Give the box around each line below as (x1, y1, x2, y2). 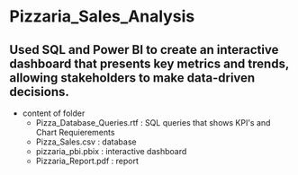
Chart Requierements (35, 127, 115, 137)
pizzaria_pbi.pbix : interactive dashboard (35, 146, 187, 156)
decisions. (9, 83, 69, 100)
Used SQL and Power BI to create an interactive (9, 42, 279, 57)
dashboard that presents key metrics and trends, (9, 56, 290, 71)
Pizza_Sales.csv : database (35, 136, 137, 147)
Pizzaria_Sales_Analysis (9, 6, 195, 27)
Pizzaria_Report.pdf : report (35, 155, 140, 166)
